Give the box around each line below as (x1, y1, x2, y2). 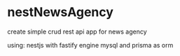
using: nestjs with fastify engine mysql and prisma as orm (7, 41, 174, 49)
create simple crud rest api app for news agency (7, 27, 147, 36)
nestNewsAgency (7, 4, 114, 20)
